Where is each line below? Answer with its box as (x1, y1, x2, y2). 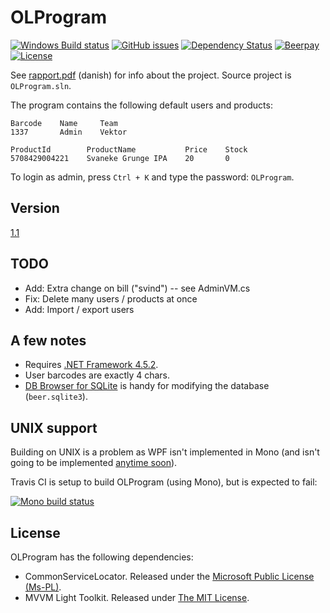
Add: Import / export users (24, 303, 135, 315)
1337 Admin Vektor (10, 127, 128, 137)
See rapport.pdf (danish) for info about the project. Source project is (10, 69, 292, 81)
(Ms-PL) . (24, 581, 62, 593)
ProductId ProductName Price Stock (10, 144, 248, 155)
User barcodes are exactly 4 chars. (24, 369, 171, 381)
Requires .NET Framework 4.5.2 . (24, 359, 159, 371)
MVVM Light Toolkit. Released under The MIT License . (24, 592, 250, 603)
